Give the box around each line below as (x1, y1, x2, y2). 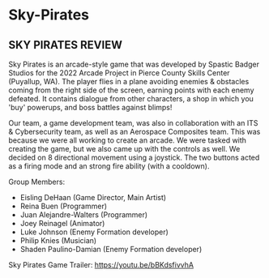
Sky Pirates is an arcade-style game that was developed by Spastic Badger (8, 59, 259, 69)
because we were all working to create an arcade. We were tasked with (8, 135, 247, 145)
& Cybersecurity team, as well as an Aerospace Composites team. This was (8, 127, 261, 136)
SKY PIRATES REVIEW (8, 38, 123, 52)
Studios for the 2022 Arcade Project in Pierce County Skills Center (8, 68, 230, 78)
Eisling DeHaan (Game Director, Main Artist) (19, 193, 167, 202)
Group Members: (8, 177, 66, 186)
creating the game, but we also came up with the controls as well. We (8, 144, 241, 153)
